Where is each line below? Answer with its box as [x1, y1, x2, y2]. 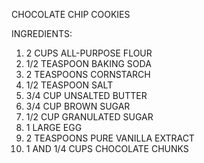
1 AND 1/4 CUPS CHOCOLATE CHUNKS [25, 143, 189, 154]
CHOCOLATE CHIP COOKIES [11, 9, 131, 20]
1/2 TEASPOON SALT [25, 79, 114, 91]
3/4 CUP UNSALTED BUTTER [25, 90, 148, 101]
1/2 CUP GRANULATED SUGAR [25, 111, 154, 123]
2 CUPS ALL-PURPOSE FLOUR [25, 47, 153, 59]
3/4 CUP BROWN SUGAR [25, 100, 131, 112]
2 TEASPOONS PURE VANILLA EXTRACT [25, 132, 195, 144]
